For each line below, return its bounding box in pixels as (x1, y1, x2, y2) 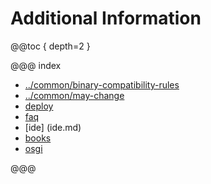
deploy (24, 100, 54, 112)
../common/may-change (24, 89, 125, 101)
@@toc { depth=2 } (10, 40, 91, 52)
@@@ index (10, 59, 62, 71)
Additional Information (10, 7, 202, 30)
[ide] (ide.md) (24, 121, 82, 133)
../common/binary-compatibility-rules (24, 78, 180, 91)
